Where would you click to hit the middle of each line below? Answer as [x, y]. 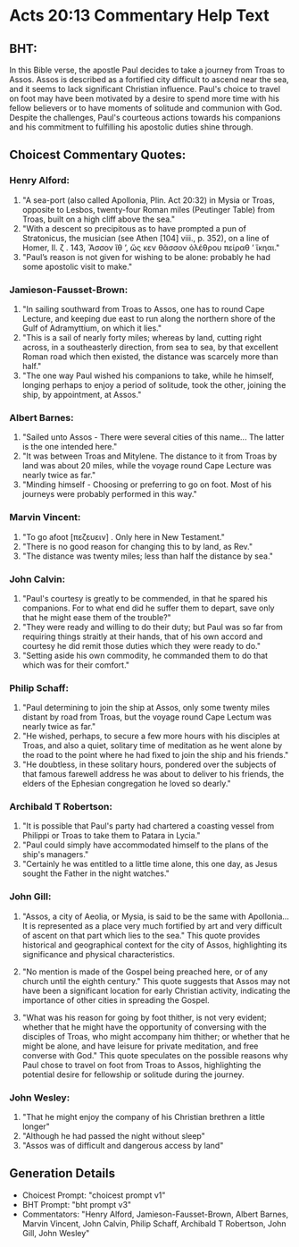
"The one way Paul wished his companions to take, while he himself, [148, 375]
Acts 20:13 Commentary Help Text [139, 16]
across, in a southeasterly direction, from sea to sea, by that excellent [150, 347]
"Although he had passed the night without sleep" [113, 1136]
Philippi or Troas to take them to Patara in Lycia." [111, 836]
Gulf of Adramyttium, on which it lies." [92, 328]
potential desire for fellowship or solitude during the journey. [133, 1074]
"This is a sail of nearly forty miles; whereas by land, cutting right [142, 337]
